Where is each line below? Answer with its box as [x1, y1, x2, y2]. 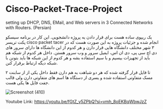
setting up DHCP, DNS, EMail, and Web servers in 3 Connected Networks [5, 19, 153, 25]
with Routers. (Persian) [5, 24, 52, 30]
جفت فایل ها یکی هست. [5, 79, 50, 86]
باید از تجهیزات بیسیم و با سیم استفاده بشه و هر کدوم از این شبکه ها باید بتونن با [5, 54, 150, 60]
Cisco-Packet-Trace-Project [5, 3, 122, 15]
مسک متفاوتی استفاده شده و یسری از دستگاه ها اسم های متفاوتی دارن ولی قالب [5, 74, 153, 80]
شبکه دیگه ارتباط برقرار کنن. [5, 60, 58, 66]
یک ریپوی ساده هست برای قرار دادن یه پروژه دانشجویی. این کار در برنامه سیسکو [5, 34, 152, 40]
